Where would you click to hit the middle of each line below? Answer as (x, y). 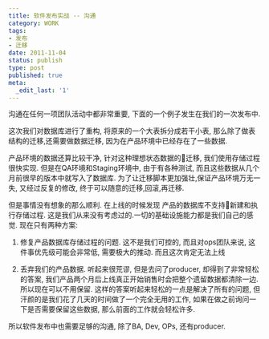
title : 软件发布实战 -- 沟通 (52, 16)
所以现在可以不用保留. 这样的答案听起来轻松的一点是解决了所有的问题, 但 (140, 289)
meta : (17, 83)
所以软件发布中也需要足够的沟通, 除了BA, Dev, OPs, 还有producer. (117, 326)
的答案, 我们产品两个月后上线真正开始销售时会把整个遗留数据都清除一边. (139, 279)
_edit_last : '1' (43, 90)
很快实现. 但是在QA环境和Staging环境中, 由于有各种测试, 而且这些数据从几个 (134, 168)
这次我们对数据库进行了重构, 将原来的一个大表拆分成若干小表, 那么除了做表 (132, 131)
